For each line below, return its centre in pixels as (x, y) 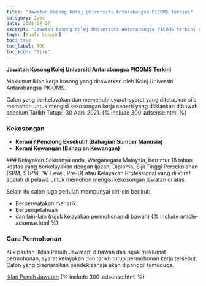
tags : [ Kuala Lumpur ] (34, 35)
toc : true (19, 40)
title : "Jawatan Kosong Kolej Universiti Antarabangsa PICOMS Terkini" (100, 12)
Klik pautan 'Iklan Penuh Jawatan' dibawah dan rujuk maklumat (86, 252)
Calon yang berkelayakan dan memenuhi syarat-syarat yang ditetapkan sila (101, 99)
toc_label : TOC (26, 47)
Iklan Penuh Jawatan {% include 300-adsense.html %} (76, 277)
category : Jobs (26, 18)
